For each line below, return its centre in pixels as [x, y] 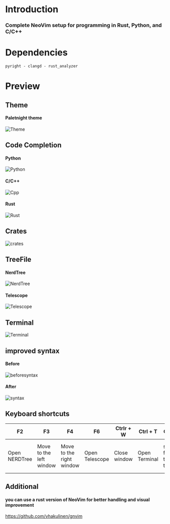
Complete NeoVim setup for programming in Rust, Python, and [83, 25]
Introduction [32, 9]
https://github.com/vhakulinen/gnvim [44, 516]
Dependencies [36, 53]
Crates [16, 232]
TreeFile [18, 259]
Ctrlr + [123, 428]
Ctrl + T [148, 431]
